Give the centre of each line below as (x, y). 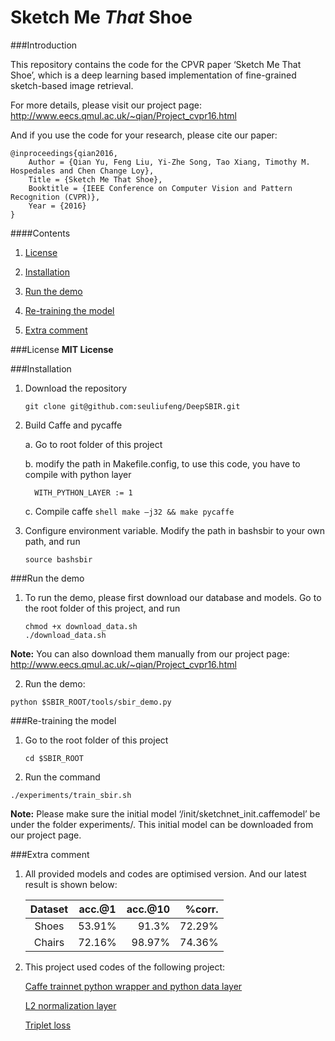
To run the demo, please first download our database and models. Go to (173, 597)
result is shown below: (71, 884)
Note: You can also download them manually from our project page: (150, 653)
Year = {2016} (57, 206)
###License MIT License (62, 349)
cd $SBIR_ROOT (54, 758)
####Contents (40, 233)
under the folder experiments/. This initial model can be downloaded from (162, 824)
